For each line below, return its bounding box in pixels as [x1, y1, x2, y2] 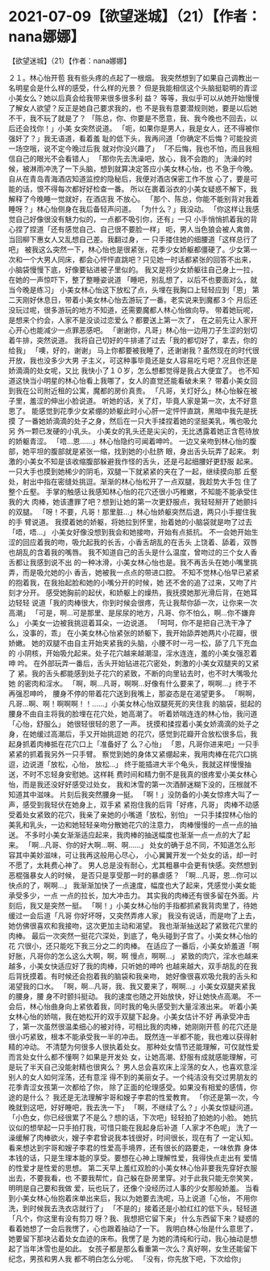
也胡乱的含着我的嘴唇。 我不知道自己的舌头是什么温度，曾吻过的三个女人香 [8, 547, 258, 557]
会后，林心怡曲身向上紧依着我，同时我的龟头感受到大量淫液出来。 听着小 [8, 1001, 251, 1011]
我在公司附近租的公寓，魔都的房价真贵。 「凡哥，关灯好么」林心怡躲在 [15, 385, 251, 396]
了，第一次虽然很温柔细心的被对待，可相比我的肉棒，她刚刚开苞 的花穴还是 [8, 1021, 258, 1031]
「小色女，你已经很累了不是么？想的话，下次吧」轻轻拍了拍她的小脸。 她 [8, 1112, 251, 1122]
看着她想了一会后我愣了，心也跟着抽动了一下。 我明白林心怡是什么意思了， [8, 1223, 258, 1233]
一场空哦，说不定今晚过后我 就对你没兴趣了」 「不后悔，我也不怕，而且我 [8, 143, 252, 153]
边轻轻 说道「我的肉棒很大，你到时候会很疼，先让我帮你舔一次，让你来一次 [8, 598, 258, 607]
